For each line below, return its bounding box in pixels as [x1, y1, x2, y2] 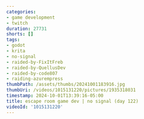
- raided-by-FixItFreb [6, 59, 63, 65]
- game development [6, 14, 55, 20]
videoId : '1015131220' [6, 103, 63, 110]
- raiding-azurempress [6, 76, 63, 82]
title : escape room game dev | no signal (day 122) [6, 98, 139, 104]
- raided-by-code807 [6, 70, 58, 76]
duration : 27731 [6, 25, 47, 32]
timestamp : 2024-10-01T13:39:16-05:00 [6, 93, 104, 99]
